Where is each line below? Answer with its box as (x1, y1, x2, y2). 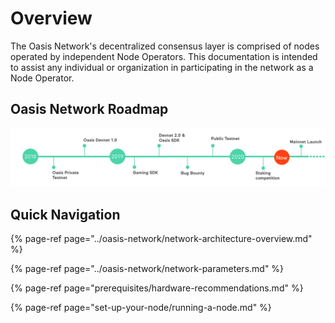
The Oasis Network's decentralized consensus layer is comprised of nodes (10, 40, 320, 52)
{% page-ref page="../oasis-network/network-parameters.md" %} (10, 263, 285, 275)
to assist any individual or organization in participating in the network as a (10, 61, 314, 73)
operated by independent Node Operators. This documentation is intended (10, 50, 318, 62)
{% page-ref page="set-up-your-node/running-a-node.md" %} (10, 302, 272, 314)
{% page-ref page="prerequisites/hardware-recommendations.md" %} (10, 282, 304, 294)
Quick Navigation (10, 206, 121, 223)
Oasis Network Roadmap (10, 101, 169, 118)
